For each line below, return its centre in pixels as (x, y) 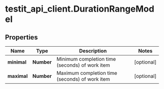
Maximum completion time (87, 73)
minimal (17, 62)
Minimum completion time (86, 59)
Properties (21, 37)
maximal (18, 76)
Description (93, 51)
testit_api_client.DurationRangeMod (80, 9)
